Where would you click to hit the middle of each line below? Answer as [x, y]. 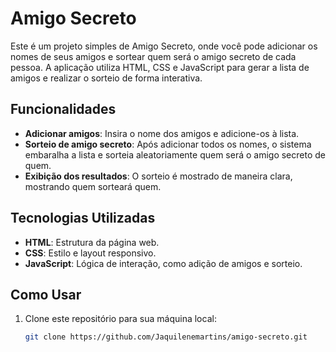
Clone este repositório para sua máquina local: [120, 319]
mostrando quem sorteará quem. [93, 186]
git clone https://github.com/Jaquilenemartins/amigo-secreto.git [166, 337]
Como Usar [46, 294]
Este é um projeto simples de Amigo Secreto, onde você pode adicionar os [164, 46]
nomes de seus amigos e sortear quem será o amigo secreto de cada [153, 56]
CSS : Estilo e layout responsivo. [90, 253]
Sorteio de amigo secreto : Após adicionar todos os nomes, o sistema [168, 144]
